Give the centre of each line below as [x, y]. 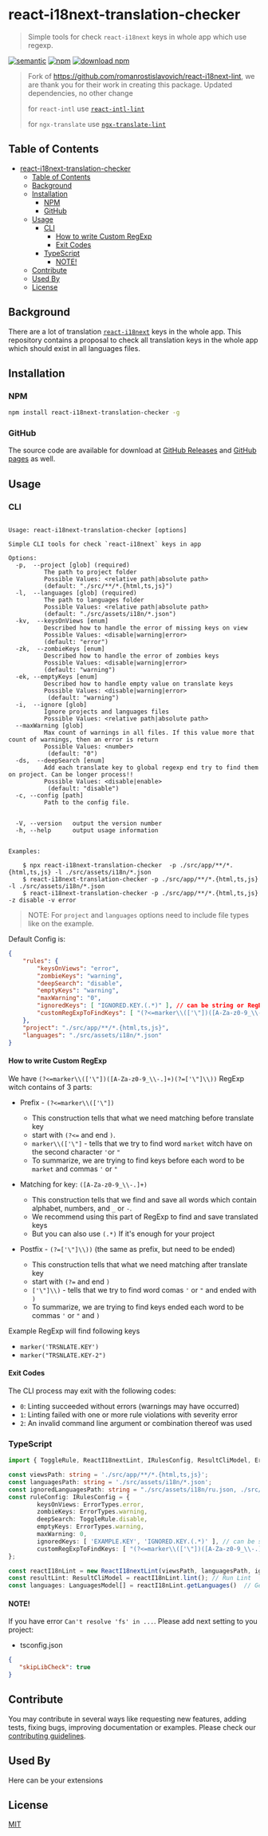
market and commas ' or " [75, 1169]
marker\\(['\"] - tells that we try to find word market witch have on [142, 1143]
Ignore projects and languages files [106, 712]
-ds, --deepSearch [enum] [60, 761]
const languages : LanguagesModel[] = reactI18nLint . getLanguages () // [130, 1585]
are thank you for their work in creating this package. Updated [130, 85]
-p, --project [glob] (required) [73, 565]
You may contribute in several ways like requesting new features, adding [128, 1719]
